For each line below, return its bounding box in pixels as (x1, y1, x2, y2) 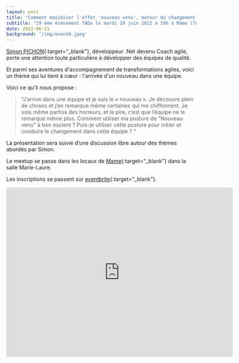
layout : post (6, 8, 39, 15)
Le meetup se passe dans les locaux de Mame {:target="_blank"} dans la (6, 157, 186, 165)
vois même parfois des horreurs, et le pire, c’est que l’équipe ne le (21, 109, 185, 116)
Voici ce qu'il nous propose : (6, 84, 77, 91)
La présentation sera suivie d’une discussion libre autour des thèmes (6, 139, 177, 147)
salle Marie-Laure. (6, 164, 52, 171)
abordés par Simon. (6, 146, 56, 153)
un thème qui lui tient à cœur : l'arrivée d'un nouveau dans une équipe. (6, 72, 183, 80)
